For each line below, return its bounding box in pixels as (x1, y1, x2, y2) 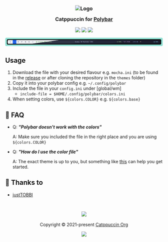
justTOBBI (12, 191, 33, 198)
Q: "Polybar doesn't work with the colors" (12, 124, 102, 130)
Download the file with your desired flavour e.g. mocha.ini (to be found (12, 69, 158, 75)
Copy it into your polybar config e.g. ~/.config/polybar (12, 80, 126, 86)
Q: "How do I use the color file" (12, 149, 78, 155)
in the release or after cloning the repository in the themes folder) (12, 75, 145, 81)
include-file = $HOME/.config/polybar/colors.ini (19, 92, 126, 97)
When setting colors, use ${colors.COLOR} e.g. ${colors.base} (12, 96, 141, 102)
